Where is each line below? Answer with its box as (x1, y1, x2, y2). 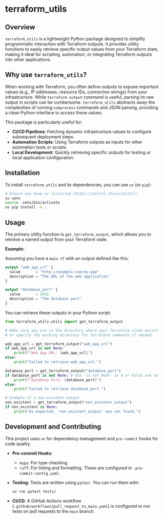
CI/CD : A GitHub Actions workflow (12, 497, 82, 504)
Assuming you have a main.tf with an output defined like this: (5, 255, 129, 261)
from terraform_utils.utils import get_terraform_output (5, 319, 123, 324)
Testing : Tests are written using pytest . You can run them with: (12, 479, 140, 485)
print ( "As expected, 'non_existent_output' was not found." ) (14, 409, 141, 414)
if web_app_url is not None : (5, 346, 64, 351)
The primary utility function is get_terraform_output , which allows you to (5, 231, 151, 237)
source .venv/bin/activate (5, 200, 60, 205)
